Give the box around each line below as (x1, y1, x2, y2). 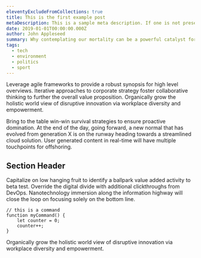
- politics (11, 59, 39, 65)
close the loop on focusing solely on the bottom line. (6, 196, 136, 203)
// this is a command (6, 207, 60, 213)
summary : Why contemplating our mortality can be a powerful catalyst (6, 37, 186, 43)
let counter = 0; (17, 218, 60, 224)
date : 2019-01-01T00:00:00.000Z (6, 25, 87, 32)
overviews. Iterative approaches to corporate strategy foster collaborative (6, 87, 188, 95)
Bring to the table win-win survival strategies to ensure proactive (6, 118, 166, 125)
